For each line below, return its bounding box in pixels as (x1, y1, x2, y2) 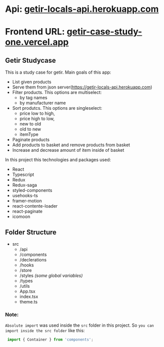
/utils (19, 283, 30, 289)
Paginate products (12, 137, 50, 143)
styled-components (12, 187, 53, 193)
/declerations (19, 257, 47, 262)
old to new (19, 126, 41, 132)
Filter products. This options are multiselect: (12, 89, 102, 95)
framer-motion (12, 198, 42, 204)
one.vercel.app (5, 37, 69, 48)
